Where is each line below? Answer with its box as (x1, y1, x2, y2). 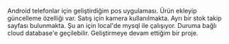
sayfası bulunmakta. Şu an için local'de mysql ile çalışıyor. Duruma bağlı (7, 22, 217, 29)
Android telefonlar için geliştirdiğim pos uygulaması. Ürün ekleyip (7, 7, 197, 15)
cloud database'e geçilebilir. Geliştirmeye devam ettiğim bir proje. (7, 29, 199, 37)
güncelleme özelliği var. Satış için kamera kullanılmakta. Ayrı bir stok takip (7, 14, 222, 22)
